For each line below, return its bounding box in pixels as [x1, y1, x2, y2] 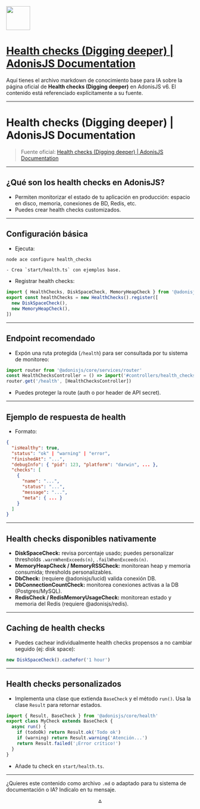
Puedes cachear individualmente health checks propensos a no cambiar [14, 639, 192, 646]
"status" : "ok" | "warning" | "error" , [11, 450, 111, 456]
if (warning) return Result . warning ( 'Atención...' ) [17, 735, 148, 741]
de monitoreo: [14, 355, 49, 363]
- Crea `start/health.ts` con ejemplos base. [6, 267, 121, 273]
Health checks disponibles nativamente [6, 534, 157, 544]
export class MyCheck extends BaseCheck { [6, 718, 113, 724]
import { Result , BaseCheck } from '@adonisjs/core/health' [6, 713, 159, 719]
